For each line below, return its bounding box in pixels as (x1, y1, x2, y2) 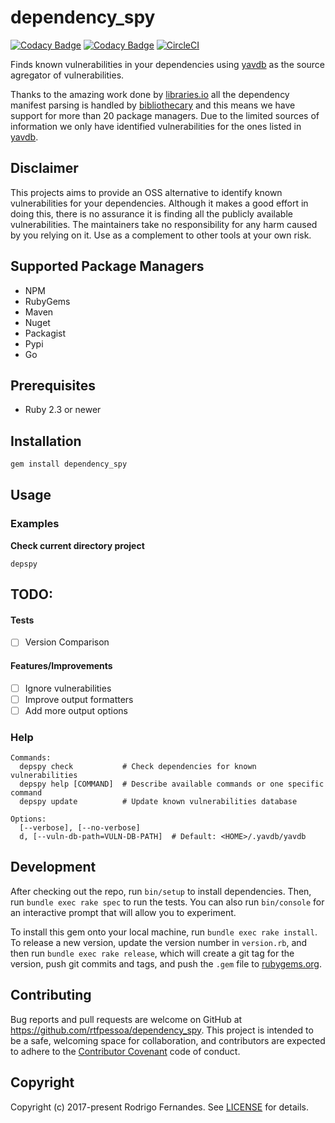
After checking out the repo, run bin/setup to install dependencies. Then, (10, 885, 312, 897)
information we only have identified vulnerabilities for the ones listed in (10, 120, 302, 132)
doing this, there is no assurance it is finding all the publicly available (10, 207, 293, 220)
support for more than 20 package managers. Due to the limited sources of (10, 109, 320, 121)
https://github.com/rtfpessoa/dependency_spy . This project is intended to (10, 1024, 314, 1036)
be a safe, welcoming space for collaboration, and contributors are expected (10, 1034, 326, 1046)
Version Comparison (24, 636, 110, 648)
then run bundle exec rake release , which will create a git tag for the (10, 947, 295, 959)
